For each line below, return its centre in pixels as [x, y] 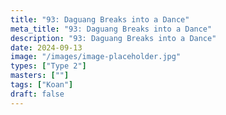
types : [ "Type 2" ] [48, 66]
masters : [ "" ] [40, 76]
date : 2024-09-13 [46, 47]
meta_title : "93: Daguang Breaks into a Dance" [111, 29]
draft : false [37, 94]
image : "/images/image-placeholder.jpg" [96, 57]
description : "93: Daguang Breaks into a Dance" [113, 38]
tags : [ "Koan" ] [42, 85]
